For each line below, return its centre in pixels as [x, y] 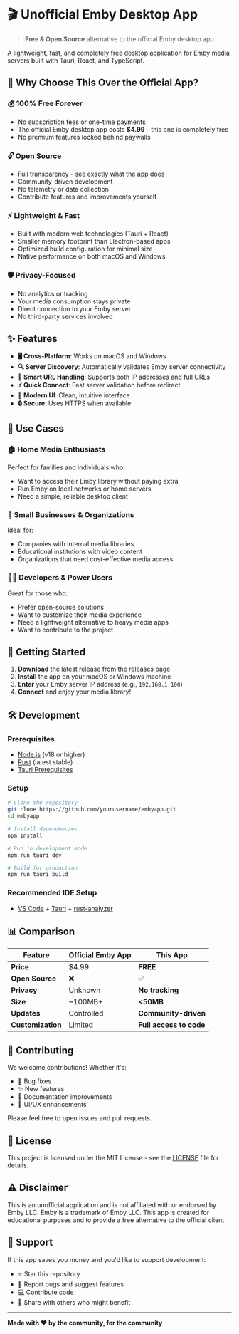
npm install [25, 835]
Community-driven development [65, 181]
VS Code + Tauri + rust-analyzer [65, 908]
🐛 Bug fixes [34, 1081]
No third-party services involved [65, 316]
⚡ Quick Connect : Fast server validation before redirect [99, 385]
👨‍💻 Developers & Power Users [60, 578]
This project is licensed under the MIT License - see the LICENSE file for [113, 1158]
